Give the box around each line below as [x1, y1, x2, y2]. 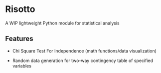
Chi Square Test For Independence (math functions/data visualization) [12, 47, 157, 53]
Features [5, 34, 33, 43]
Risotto [5, 3, 35, 15]
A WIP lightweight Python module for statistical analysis [5, 20, 120, 26]
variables [12, 62, 31, 68]
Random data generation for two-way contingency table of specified [12, 57, 154, 63]
